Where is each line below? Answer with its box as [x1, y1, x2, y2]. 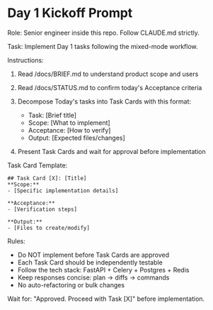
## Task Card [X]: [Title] [7, 175, 87, 182]
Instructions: [7, 55, 44, 65]
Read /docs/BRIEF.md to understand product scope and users [17, 70, 199, 78]
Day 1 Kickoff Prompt [7, 5, 133, 21]
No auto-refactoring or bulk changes [17, 280, 125, 289]
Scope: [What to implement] [28, 118, 111, 127]
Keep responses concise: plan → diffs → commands [17, 273, 170, 282]
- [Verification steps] [7, 206, 78, 213]
